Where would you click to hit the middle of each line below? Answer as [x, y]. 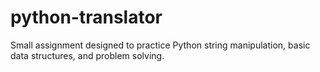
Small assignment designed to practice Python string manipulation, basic [160, 45]
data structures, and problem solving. [87, 55]
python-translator [86, 17]
